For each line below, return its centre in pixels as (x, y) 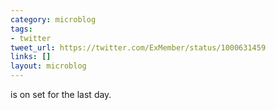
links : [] (31, 57)
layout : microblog (48, 66)
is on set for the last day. (61, 94)
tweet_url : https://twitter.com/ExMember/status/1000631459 (138, 47)
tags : (21, 29)
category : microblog (53, 19)
